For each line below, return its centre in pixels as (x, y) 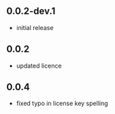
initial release (35, 27)
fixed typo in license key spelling (62, 103)
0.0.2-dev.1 (31, 11)
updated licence (39, 66)
